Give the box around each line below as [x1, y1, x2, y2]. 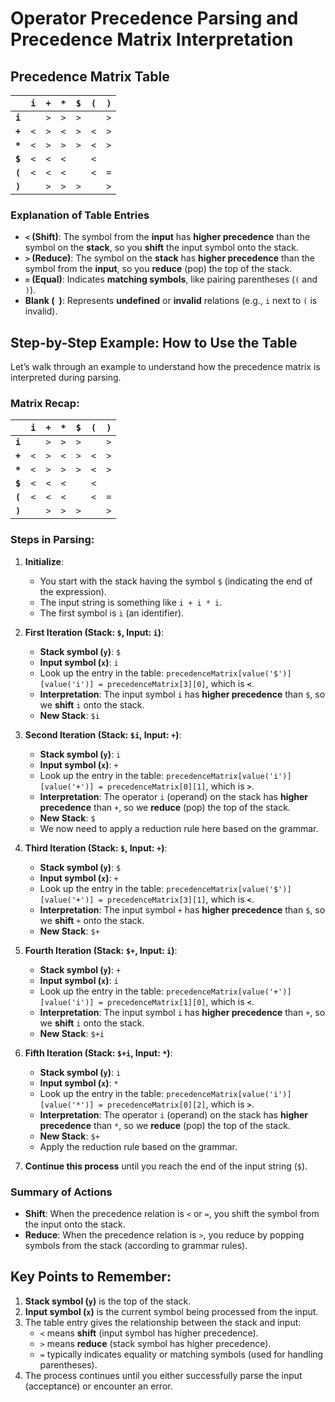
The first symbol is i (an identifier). [39, 607, 185, 619]
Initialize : [24, 555, 64, 567]
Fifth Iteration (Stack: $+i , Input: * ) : [24, 1047, 173, 1059]
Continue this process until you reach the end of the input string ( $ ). [24, 1160, 308, 1172]
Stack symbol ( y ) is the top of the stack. [24, 1295, 192, 1307]
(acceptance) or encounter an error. [24, 1380, 173, 1392]
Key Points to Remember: [10, 1268, 172, 1286]
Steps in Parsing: [10, 533, 95, 547]
